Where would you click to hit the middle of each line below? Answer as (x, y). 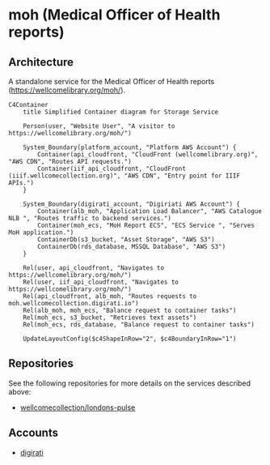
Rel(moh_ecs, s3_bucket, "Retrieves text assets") (110, 318)
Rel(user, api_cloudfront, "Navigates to (93, 268)
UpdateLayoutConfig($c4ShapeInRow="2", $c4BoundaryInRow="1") (130, 339)
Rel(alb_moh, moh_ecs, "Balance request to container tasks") (130, 310)
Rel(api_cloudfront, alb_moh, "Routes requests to (110, 296)
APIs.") (21, 183)
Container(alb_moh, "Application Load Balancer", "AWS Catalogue (150, 211)
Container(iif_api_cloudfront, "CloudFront (112, 169)
